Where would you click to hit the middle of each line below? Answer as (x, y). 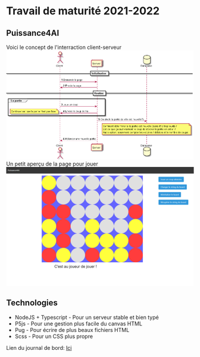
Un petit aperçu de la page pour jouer (52, 164)
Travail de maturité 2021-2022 (83, 11)
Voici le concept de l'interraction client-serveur (64, 47)
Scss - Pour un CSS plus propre (54, 336)
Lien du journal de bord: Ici (39, 347)
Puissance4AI (33, 33)
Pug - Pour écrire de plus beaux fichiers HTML (72, 330)
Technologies (32, 303)
